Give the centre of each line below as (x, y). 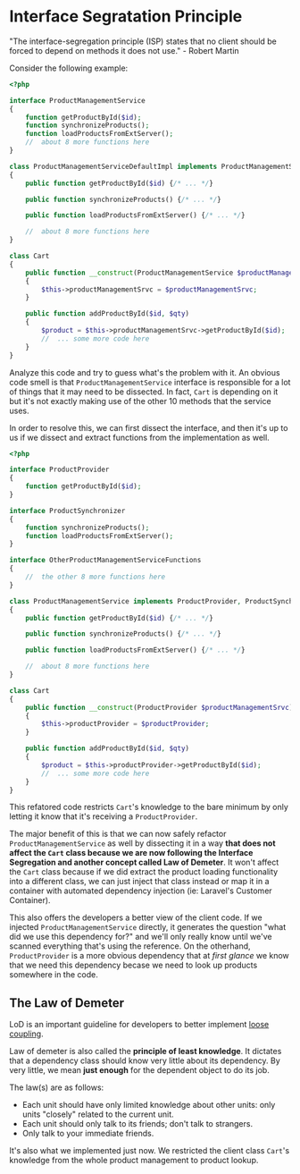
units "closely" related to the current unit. (98, 1114)
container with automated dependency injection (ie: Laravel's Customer (141, 891)
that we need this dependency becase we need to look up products (133, 965)
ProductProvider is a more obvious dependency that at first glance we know (150, 956)
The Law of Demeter (67, 1003)
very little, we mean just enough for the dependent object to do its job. (139, 1070)
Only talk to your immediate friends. (88, 1134)
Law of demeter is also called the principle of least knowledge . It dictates (146, 1052)
